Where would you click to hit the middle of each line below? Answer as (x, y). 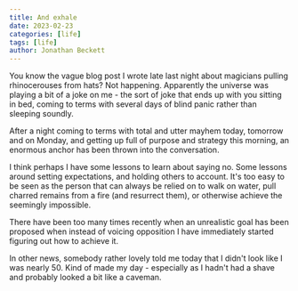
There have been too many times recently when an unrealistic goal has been (149, 222)
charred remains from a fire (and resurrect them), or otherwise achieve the (146, 196)
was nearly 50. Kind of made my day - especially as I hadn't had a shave (142, 268)
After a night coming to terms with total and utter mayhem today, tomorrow (146, 131)
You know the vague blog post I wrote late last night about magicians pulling (149, 76)
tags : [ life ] (33, 42)
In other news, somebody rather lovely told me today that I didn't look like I (146, 258)
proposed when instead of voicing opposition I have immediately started (141, 231)
